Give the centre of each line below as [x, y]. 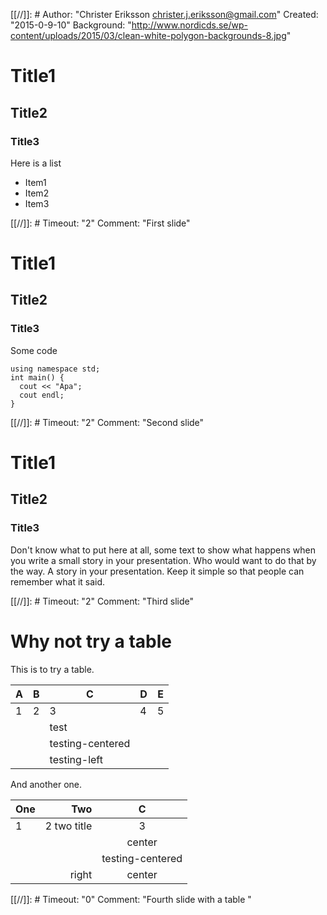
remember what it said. [58, 581]
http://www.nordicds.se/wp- [189, 25]
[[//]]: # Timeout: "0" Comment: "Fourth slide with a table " [131, 899]
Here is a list [36, 163]
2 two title [68, 826]
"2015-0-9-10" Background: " [71, 25]
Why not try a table [91, 641]
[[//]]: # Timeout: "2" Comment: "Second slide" [107, 422]
